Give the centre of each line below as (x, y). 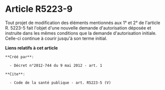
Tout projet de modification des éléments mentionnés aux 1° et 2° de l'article (83, 23)
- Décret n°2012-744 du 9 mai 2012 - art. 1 (56, 65)
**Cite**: (15, 74)
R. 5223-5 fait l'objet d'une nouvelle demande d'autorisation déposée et (78, 28)
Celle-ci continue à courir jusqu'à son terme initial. (56, 38)
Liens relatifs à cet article (32, 48)
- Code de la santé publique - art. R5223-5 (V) (60, 83)
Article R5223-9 (39, 9)
